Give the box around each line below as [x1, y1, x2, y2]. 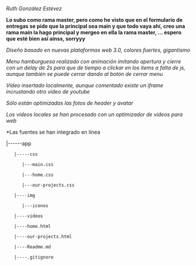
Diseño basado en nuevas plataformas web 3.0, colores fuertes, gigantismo [6, 46, 191, 54]
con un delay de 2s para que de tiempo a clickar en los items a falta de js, [6, 64, 186, 71]
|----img [13, 192, 35, 198]
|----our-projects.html [13, 234, 72, 240]
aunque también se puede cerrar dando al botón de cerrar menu [6, 71, 163, 77]
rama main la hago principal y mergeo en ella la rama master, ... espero [6, 29, 182, 36]
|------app [6, 140, 32, 147]
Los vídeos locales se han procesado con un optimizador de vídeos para [6, 111, 183, 118]
